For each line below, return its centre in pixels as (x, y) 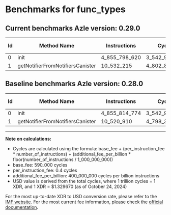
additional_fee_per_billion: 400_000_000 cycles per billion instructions (86, 176)
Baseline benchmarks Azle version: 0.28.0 (74, 84)
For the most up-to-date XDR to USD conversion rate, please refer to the (81, 196)
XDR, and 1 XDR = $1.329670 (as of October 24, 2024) (70, 186)
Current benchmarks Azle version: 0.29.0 (73, 28)
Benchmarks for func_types (66, 9)
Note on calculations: (28, 139)
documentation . (22, 207)
